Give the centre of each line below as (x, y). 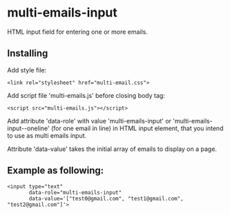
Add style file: (27, 70)
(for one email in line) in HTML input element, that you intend (137, 128)
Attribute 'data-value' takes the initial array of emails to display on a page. (112, 149)
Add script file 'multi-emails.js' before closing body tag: (86, 95)
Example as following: (56, 171)
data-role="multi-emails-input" (75, 192)
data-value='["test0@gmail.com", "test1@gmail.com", (106, 198)
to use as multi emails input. (47, 135)
